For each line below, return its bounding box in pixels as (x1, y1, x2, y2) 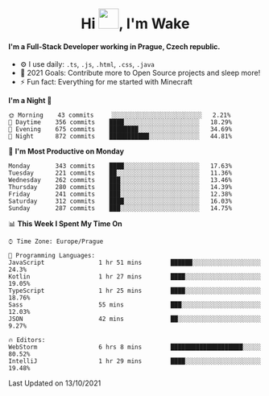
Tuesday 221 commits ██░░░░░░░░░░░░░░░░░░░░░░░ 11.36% (8, 169, 232, 177)
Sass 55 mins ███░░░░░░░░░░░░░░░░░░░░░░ (8, 301, 262, 309)
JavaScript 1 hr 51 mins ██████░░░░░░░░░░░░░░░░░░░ (8, 258, 262, 267)
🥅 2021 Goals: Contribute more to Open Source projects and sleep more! (19, 68, 261, 78)
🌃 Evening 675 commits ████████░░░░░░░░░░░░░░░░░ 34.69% (8, 126, 232, 134)
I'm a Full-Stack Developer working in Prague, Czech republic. (8, 41, 221, 52)
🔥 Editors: (8, 336, 46, 344)
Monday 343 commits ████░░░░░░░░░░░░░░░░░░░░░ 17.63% (8, 162, 232, 171)
